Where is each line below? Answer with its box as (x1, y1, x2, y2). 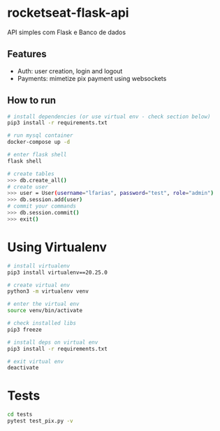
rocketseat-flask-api (7, 5, 129, 21)
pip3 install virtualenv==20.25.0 (7, 269, 108, 276)
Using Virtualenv (7, 240, 107, 255)
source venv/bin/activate (7, 307, 82, 314)
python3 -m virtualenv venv (7, 288, 89, 295)
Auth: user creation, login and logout (17, 66, 123, 75)
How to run (7, 94, 57, 106)
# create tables (7, 170, 54, 177)
